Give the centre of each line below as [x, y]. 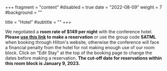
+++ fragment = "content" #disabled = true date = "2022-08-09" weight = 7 [83, 7]
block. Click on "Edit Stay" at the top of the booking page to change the [79, 53]
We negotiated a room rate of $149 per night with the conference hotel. [79, 32]
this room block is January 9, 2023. [43, 63]
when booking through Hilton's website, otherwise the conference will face [82, 42]
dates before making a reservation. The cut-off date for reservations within [83, 58]
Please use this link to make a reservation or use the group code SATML [81, 37]
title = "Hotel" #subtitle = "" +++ [38, 22]
